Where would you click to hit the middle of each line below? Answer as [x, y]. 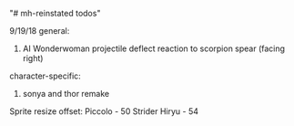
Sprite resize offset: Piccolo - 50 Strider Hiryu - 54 [104, 111]
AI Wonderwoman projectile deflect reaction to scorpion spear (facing [153, 48]
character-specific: [46, 76]
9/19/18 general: [40, 31]
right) [33, 58]
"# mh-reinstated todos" [55, 13]
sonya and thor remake [66, 94]
